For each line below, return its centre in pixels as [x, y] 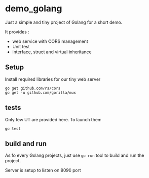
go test [13, 129]
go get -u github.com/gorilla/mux [41, 92]
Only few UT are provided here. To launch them [54, 119]
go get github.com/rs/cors [33, 88]
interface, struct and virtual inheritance [52, 52]
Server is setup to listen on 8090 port [43, 170]
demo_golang [34, 9]
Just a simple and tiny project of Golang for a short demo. [64, 22]
